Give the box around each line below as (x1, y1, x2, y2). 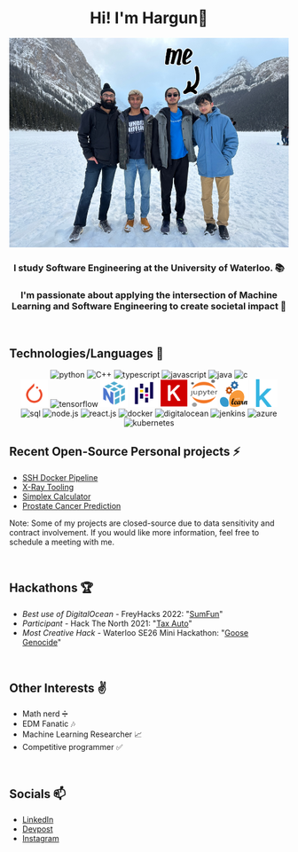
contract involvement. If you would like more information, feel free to (9, 527, 260, 537)
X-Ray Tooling (21, 481, 74, 492)
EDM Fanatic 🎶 (21, 718, 76, 730)
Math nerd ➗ (21, 708, 68, 719)
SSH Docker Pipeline (21, 472, 98, 482)
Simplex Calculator (21, 491, 91, 502)
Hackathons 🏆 (9, 581, 94, 596)
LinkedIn (21, 815, 54, 825)
